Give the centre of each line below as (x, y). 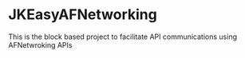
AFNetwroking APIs (40, 44)
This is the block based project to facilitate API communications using (123, 37)
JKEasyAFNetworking (83, 15)
